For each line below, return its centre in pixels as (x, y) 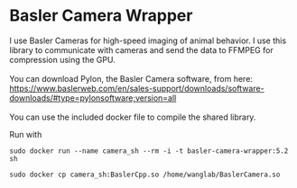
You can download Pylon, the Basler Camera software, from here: (131, 78)
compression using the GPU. (62, 59)
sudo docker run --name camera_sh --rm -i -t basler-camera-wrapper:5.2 (149, 151)
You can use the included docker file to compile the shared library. (133, 117)
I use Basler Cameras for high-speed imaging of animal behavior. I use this (148, 40)
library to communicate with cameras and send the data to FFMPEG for (141, 49)
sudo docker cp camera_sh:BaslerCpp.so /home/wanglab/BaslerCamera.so (145, 175)
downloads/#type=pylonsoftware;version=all (93, 98)
